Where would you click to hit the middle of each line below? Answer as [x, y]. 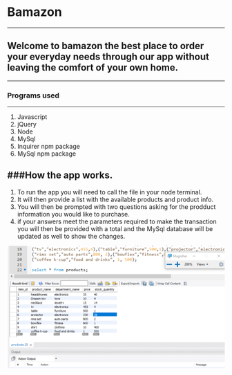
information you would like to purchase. [73, 214]
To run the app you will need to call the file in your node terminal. [109, 192]
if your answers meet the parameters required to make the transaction [117, 221]
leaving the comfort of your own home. [93, 67]
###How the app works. [60, 175]
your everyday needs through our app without [108, 57]
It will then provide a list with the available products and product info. [115, 199]
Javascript [32, 117]
